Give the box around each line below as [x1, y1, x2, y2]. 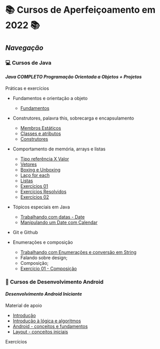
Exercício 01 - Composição [20, 265, 77, 272]
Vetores [20, 161, 37, 167]
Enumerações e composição [12, 239, 73, 245]
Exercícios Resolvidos [20, 188, 66, 195]
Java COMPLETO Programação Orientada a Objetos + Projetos [5, 74, 142, 80]
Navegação [5, 43, 43, 52]
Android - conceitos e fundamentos [12, 323, 88, 329]
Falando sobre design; [20, 255, 67, 261]
